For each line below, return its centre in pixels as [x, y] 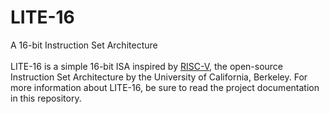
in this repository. [46, 98]
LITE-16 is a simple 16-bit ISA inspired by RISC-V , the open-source [147, 66]
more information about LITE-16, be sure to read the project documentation [165, 87]
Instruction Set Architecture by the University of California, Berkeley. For [159, 77]
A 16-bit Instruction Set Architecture [84, 45]
